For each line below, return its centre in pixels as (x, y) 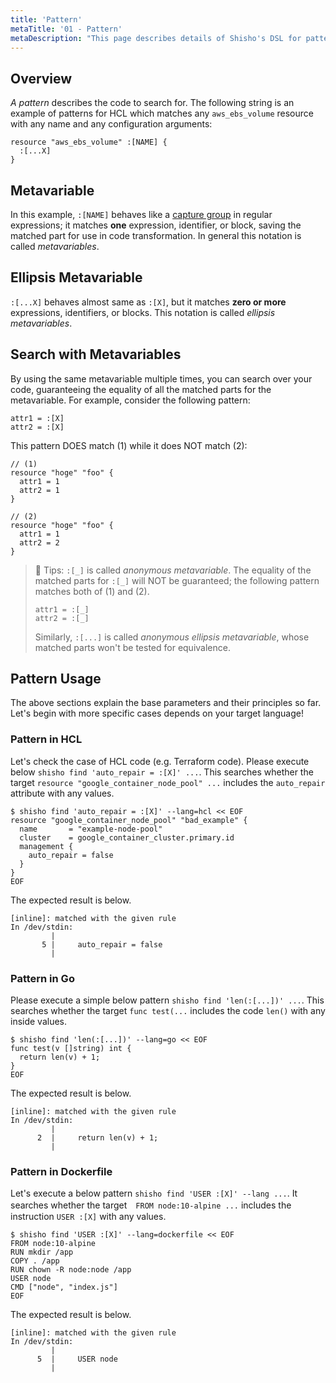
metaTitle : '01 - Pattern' (66, 29)
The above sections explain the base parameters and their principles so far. (166, 703)
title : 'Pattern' (46, 19)
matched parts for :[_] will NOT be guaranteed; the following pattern (177, 580)
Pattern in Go (42, 978)
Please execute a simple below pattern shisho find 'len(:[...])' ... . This (167, 1000)
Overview (41, 78)
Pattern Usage (56, 679)
